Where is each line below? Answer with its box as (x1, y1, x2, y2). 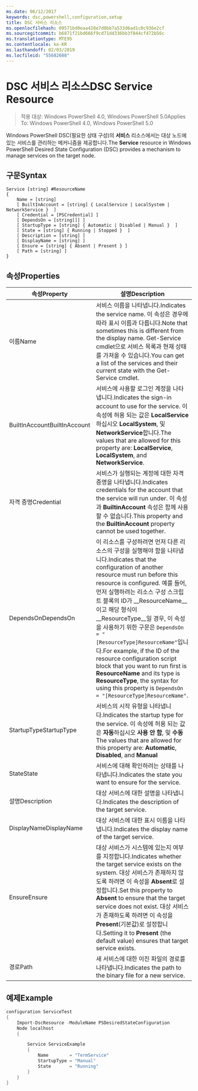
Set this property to (119, 886, 173, 895)
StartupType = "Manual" (37, 1058, 96, 1064)
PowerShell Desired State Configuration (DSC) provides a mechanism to (6, 146, 181, 153)
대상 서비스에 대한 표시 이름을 (95, 816, 173, 825)
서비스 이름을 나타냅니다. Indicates (95, 301, 186, 309)
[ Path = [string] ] (16, 248, 67, 254)
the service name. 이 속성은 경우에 (95, 310, 189, 318)
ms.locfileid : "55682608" (6, 52, 70, 58)
